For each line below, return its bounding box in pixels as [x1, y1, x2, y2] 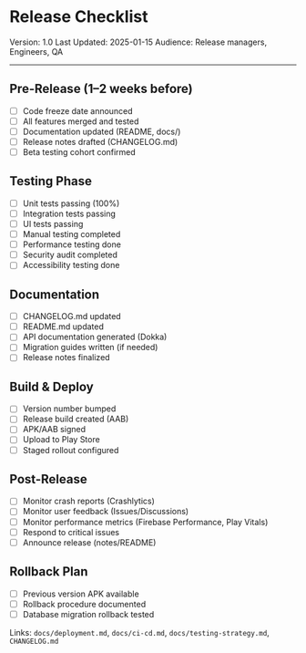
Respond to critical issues [22, 526, 120, 537]
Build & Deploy [9, 378, 94, 394]
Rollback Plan [9, 564, 88, 580]
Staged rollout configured [22, 444, 119, 455]
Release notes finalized [22, 352, 111, 363]
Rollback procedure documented [22, 598, 147, 609]
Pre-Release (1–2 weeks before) [9, 81, 193, 97]
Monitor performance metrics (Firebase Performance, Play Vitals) [22, 516, 269, 527]
